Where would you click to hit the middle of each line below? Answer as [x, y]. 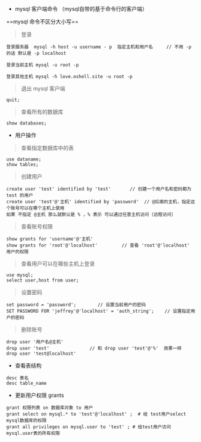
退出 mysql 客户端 [43, 88]
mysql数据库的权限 [26, 420]
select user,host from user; [43, 280]
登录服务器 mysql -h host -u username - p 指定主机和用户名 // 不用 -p [99, 47]
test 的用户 [20, 195]
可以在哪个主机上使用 [42, 208]
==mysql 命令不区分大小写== [43, 22]
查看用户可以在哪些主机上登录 [58, 264]
